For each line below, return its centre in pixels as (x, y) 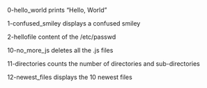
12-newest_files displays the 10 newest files (70, 77)
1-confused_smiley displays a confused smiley (74, 23)
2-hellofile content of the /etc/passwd (62, 37)
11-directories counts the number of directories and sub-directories (104, 64)
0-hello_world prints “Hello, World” (57, 10)
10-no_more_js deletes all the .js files (60, 50)
